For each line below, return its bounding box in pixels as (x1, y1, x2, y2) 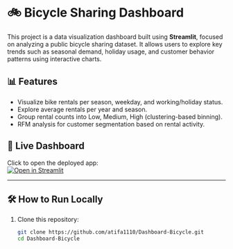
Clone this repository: (17, 216, 79, 224)
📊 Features (7, 76, 58, 88)
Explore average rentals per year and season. (17, 105, 148, 113)
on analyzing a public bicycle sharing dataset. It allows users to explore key (7, 40, 223, 48)
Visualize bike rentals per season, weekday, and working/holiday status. (17, 97, 223, 106)
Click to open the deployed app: (7, 159, 98, 167)
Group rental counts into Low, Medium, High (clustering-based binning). (17, 112, 223, 121)
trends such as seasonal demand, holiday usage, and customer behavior (7, 47, 215, 56)
